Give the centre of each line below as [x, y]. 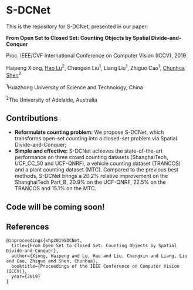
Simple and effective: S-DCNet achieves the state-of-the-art [89, 151]
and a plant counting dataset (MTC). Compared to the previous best [97, 170]
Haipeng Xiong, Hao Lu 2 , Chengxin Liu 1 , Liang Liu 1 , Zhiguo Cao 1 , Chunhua [95, 67]
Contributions [32, 118]
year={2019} [26, 276]
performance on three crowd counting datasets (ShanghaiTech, [91, 157]
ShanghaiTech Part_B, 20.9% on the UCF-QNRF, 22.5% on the [90, 182]
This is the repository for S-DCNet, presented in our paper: [77, 26]
